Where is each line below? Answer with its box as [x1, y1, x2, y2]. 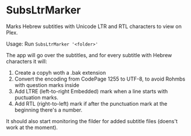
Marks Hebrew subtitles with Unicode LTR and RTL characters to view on [6, 23, 182, 30]
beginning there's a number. [14, 106, 83, 113]
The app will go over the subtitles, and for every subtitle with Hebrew [6, 51, 172, 58]
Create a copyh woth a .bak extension [14, 69, 106, 76]
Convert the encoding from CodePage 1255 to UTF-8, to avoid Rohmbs [14, 75, 186, 82]
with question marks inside [14, 81, 80, 88]
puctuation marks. [14, 94, 58, 101]
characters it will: [6, 58, 48, 65]
